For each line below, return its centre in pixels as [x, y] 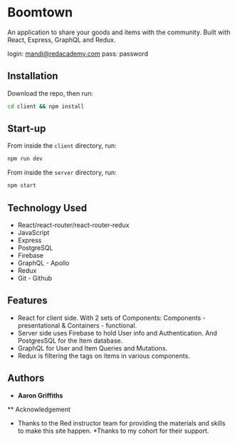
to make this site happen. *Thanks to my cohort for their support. [113, 431]
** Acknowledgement [39, 409]
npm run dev [25, 159]
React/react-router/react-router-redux [73, 225]
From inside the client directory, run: [62, 146]
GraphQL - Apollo [43, 263]
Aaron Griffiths [40, 395]
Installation [33, 76]
